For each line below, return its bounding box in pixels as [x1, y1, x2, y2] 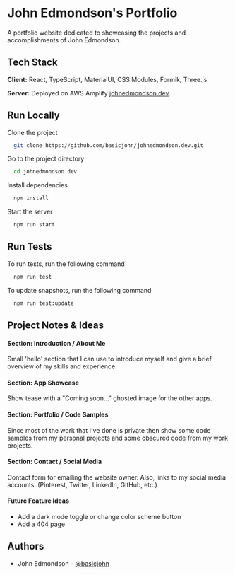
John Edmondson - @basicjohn [17, 559, 109, 567]
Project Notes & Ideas [7, 320, 104, 332]
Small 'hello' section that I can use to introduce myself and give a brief [7, 355, 212, 364]
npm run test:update [13, 299, 74, 307]
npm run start [13, 221, 55, 228]
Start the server [7, 207, 53, 216]
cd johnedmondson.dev [13, 168, 78, 175]
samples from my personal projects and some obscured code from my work [7, 434, 228, 442]
